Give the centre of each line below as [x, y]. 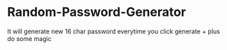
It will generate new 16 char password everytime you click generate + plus [114, 31]
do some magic [30, 38]
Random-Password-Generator [97, 12]
